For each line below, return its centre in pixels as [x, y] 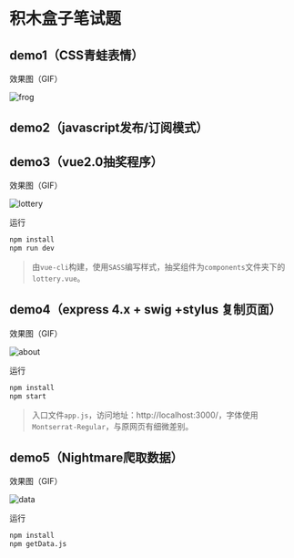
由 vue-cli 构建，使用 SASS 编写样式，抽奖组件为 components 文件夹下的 [158, 266]
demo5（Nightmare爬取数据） [96, 457]
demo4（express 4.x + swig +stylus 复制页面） [146, 310]
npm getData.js [38, 544]
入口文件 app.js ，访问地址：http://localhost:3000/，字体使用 [145, 415]
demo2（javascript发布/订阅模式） [109, 128]
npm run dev [32, 248]
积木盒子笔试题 [66, 19]
